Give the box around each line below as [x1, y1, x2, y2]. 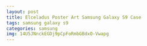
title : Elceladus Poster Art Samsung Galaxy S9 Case [6, 14, 142, 20]
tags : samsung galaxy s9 [6, 20, 69, 26]
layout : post [6, 8, 39, 15]
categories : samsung [6, 25, 58, 32]
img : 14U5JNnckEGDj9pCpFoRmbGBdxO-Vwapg [6, 31, 110, 37]
